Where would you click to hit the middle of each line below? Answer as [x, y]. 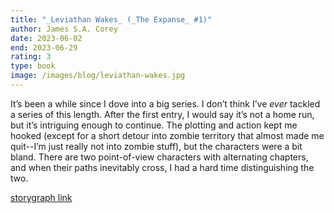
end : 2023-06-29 [44, 47]
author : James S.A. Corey [64, 29]
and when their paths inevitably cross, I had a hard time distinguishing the [162, 167]
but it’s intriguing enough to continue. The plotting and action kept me [154, 125]
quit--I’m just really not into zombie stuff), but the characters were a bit [156, 146]
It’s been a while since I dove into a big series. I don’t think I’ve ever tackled [165, 103]
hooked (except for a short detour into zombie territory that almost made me [167, 135]
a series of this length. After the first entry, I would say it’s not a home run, [162, 114]
